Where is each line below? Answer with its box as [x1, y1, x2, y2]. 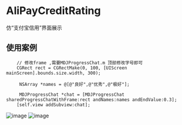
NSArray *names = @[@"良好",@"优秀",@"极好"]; [19, 81, 130, 87]
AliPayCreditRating [6, 4, 101, 18]
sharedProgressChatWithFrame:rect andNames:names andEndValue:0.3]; [6, 96, 177, 103]
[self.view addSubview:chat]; [16, 102, 91, 107]
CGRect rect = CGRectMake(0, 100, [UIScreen [16, 65, 127, 71]
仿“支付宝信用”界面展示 [6, 24, 63, 31]
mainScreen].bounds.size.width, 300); [6, 70, 101, 76]
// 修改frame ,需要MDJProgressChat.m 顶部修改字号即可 [16, 60, 143, 65]
